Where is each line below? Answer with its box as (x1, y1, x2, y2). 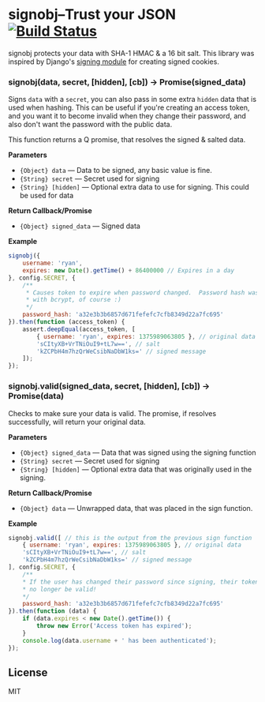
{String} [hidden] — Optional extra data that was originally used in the (19, 464, 252, 474)
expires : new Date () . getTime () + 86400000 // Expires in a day (22, 266, 235, 274)
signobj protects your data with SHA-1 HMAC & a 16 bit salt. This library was (8, 48, 255, 58)
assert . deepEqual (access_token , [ (22, 325, 136, 333)
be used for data (19, 191, 74, 201)
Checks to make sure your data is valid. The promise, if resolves (8, 408, 217, 418)
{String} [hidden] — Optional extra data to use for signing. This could (19, 182, 250, 192)
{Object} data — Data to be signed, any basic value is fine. (19, 166, 213, 175)
